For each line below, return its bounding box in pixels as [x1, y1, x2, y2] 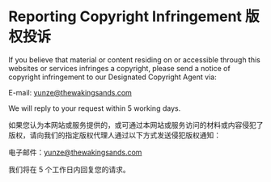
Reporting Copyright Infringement [8, 7, 243, 26]
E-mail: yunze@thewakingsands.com [8, 87, 132, 97]
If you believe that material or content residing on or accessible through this [8, 54, 261, 65]
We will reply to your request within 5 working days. [8, 103, 181, 113]
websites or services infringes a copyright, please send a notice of [8, 63, 231, 73]
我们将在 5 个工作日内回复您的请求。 [8, 164, 131, 174]
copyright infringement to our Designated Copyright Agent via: [8, 72, 217, 82]
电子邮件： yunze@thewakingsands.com [8, 147, 142, 157]
